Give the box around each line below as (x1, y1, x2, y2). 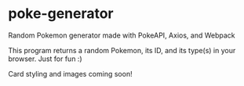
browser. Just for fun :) (8, 54, 82, 63)
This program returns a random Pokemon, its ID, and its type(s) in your (8, 45, 236, 55)
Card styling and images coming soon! (8, 69, 133, 78)
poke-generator (8, 5, 114, 23)
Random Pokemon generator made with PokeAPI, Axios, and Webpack (8, 30, 235, 40)
